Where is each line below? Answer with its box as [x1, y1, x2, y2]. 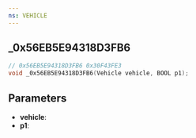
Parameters [8, 91, 67, 105]
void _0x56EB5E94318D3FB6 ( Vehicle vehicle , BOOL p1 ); [8, 69, 190, 78]
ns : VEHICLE [8, 11, 47, 20]
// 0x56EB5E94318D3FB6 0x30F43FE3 [8, 62, 122, 70]
